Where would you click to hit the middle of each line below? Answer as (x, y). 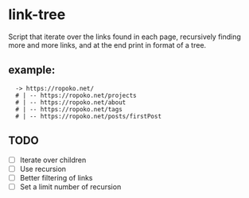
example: (32, 70)
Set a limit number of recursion (70, 186)
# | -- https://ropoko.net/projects (76, 95)
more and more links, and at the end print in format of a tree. (107, 45)
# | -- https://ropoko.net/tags (69, 109)
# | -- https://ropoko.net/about (71, 102)
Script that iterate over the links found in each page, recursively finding (124, 37)
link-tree (37, 15)
